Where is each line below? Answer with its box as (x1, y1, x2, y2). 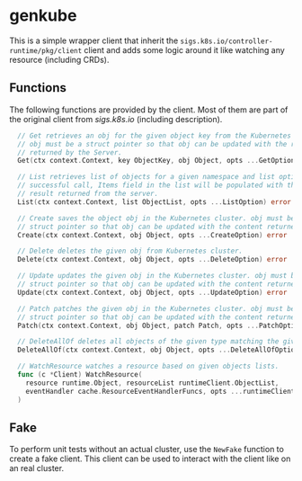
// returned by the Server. (17, 147, 123, 157)
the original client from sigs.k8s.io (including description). (9, 113, 223, 124)
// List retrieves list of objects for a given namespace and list (17, 173, 276, 182)
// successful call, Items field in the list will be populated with (17, 181, 283, 190)
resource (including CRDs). (9, 54, 110, 65)
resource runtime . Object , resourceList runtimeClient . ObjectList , (25, 379, 280, 387)
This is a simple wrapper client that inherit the (9, 35, 179, 46)
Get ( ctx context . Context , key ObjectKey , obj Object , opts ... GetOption (17, 156, 296, 165)
